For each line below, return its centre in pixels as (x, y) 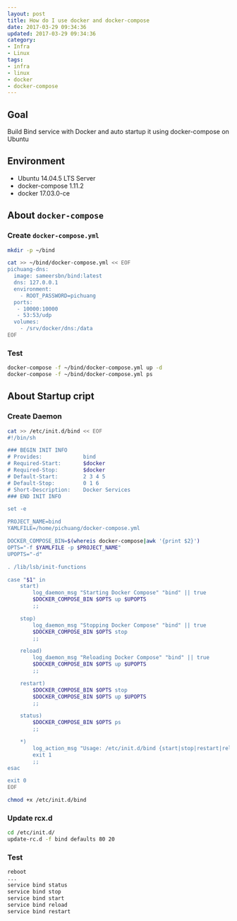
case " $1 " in (26, 579)
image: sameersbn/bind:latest (58, 276)
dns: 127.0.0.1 (36, 283)
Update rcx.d (30, 818)
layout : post (26, 14)
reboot (17, 872)
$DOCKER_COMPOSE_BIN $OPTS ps (77, 723)
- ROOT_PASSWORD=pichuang (58, 296)
